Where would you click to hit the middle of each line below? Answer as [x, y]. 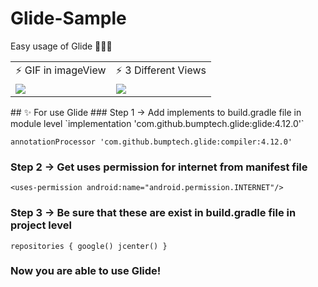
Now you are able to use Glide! [86, 271]
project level [41, 225]
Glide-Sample [68, 18]
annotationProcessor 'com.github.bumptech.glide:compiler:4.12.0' [151, 142]
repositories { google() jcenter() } [89, 246]
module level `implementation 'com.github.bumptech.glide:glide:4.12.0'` [157, 123]
